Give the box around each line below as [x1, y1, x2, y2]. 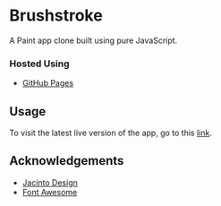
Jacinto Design [21, 176, 78, 188]
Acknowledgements [9, 153, 124, 168]
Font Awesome [21, 186, 78, 197]
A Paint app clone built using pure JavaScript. [9, 35, 178, 46]
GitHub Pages [21, 78, 74, 89]
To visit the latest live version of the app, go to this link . [9, 127, 212, 139]
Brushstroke [9, 5, 103, 26]
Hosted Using [9, 57, 70, 70]
